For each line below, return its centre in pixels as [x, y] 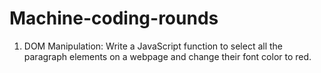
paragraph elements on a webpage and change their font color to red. [167, 56]
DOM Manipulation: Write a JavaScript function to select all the [153, 46]
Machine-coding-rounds [114, 18]
